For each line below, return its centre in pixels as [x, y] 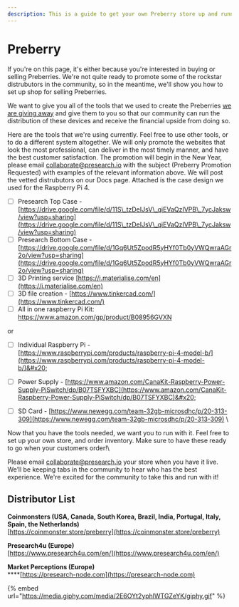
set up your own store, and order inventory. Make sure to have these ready [117, 441]
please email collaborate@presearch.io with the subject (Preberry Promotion [119, 165]
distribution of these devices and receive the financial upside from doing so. [119, 120]
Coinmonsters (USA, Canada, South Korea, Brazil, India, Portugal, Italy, [114, 517]
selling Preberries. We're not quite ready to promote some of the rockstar [115, 76]
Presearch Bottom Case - [55, 239]
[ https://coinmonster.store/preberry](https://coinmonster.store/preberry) [114, 531]
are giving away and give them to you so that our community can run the [114, 113]
